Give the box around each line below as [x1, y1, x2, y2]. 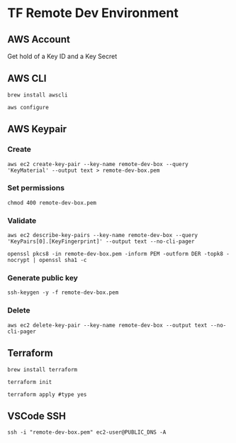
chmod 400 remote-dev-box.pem [7, 199, 97, 207]
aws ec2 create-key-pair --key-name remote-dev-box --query [7, 160, 189, 168]
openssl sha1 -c [38, 257, 87, 264]
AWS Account [7, 33, 71, 45]
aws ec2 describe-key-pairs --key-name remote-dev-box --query [7, 232, 198, 239]
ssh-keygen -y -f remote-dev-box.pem [7, 289, 119, 296]
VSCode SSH [7, 410, 66, 422]
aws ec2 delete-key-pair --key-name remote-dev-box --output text [7, 322, 208, 329]
